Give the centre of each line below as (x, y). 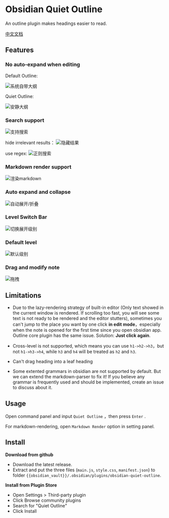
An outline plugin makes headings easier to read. (56, 23)
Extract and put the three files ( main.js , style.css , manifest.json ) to (84, 470)
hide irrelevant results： (30, 143)
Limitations (23, 295)
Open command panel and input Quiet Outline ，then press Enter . (75, 417)
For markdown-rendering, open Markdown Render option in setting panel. (80, 427)
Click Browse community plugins (47, 500)
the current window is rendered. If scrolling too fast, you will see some (86, 313)
